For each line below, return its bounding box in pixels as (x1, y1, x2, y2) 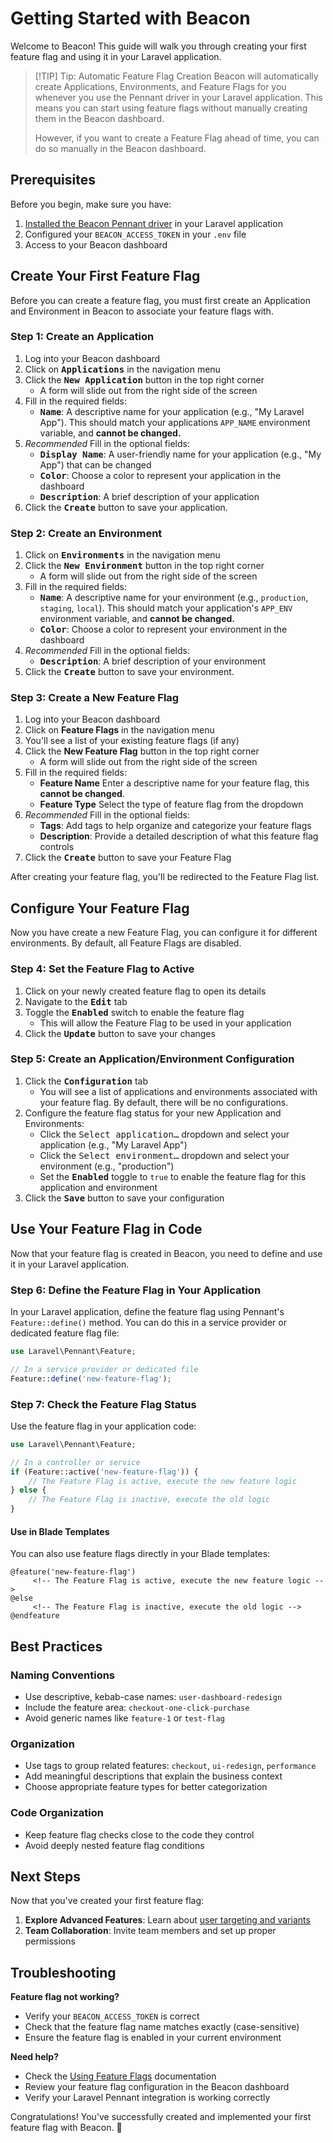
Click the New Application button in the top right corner (24, 373, 265, 386)
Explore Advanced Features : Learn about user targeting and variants (24, 1914, 311, 1926)
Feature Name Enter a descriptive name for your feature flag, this (39, 777, 310, 789)
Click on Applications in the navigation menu (24, 363, 221, 375)
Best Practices (10, 1638, 103, 1655)
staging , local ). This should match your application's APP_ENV (39, 602, 293, 614)
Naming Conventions (10, 1668, 116, 1682)
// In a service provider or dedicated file (10, 1364, 199, 1374)
